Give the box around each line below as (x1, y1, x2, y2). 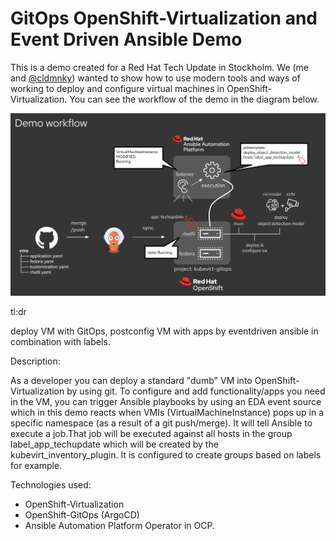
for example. (10, 459, 63, 471)
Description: (10, 355, 61, 367)
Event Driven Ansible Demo (10, 28, 243, 51)
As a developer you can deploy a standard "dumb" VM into (10, 374, 253, 386)
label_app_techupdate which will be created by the (10, 438, 219, 450)
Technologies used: (10, 478, 92, 491)
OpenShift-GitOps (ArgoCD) (24, 508, 140, 521)
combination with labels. (10, 335, 111, 347)
